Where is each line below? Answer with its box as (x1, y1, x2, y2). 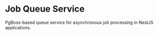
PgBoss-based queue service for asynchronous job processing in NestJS (5, 19, 154, 25)
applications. (5, 24, 31, 30)
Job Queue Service (5, 3, 85, 15)
